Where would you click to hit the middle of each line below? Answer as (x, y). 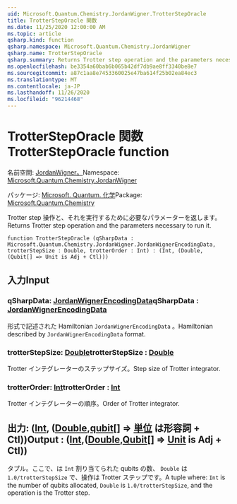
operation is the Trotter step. (49, 493)
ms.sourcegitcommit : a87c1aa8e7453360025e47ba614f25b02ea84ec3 (102, 73)
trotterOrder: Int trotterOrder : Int (64, 387)
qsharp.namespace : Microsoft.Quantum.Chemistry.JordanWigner (99, 47)
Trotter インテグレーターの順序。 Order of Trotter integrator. (93, 404)
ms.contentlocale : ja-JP (44, 86)
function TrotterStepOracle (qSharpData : (71, 238)
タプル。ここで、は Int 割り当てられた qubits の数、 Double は (98, 469)
